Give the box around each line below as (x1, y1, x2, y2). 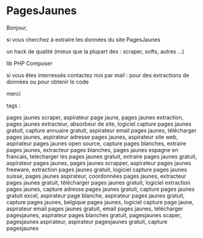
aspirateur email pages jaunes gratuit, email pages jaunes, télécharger (6, 205, 183, 212)
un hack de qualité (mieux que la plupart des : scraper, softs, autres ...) (6, 47, 185, 55)
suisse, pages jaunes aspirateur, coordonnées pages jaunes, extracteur (6, 172, 186, 180)
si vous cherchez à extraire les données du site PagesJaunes (6, 36, 161, 43)
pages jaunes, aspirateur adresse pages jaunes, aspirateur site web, (6, 133, 179, 140)
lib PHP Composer (6, 60, 53, 67)
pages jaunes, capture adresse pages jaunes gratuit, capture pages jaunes (6, 185, 195, 193)
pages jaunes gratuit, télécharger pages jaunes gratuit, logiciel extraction (6, 178, 191, 186)
